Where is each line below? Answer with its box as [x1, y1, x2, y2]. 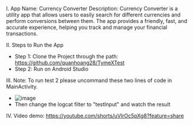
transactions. [6, 30, 38, 37]
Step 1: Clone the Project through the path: [14, 53, 119, 60]
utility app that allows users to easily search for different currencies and [6, 11, 181, 18]
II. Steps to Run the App [6, 41, 64, 48]
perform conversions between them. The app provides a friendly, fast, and [6, 18, 188, 24]
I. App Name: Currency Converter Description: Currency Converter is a [6, 5, 178, 12]
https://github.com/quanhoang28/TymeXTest [14, 59, 125, 66]
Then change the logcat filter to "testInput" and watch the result [14, 101, 171, 108]
